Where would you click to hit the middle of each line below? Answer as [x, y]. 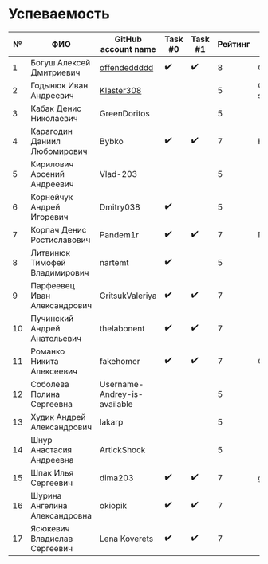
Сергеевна [52, 404]
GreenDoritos [124, 113]
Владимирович [60, 272]
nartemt [114, 262]
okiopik [113, 505]
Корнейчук [52, 197]
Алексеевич [54, 371]
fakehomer [120, 361]
